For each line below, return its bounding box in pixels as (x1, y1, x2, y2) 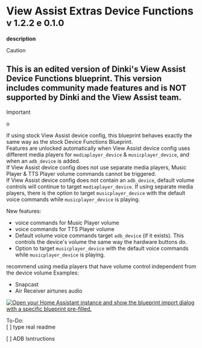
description (6, 35, 36, 42)
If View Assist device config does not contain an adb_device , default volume (6, 176, 195, 184)
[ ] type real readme (6, 323, 56, 331)
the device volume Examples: (6, 269, 80, 276)
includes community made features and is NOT (6, 83, 187, 93)
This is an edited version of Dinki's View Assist (6, 64, 186, 75)
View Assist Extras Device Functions (6, 4, 194, 18)
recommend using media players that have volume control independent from (6, 263, 197, 270)
